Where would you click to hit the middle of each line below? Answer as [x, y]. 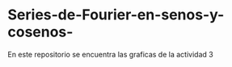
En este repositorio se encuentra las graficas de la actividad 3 [110, 54]
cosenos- [40, 32]
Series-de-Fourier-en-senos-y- [116, 15]
